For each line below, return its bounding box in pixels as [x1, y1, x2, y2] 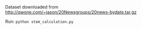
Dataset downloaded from [5, 4, 59, 10]
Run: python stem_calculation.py [5, 19, 73, 24]
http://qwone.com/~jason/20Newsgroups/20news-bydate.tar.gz [5, 9, 137, 15]
